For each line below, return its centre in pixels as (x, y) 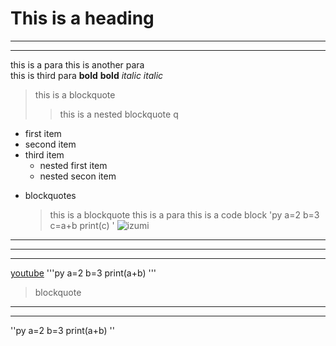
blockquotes (50, 195)
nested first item (73, 165)
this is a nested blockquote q (119, 114)
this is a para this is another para (77, 64)
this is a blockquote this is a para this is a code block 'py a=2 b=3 (184, 214)
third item (44, 154)
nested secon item (78, 176)
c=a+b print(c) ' (82, 225)
